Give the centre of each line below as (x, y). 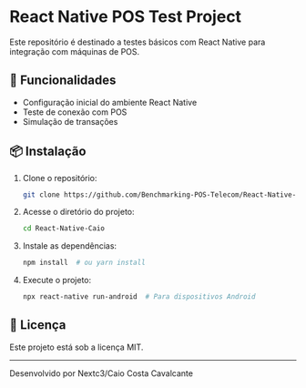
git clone (41, 194)
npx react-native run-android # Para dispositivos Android (139, 297)
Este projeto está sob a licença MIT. (76, 347)
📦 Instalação (48, 152)
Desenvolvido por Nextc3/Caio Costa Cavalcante (102, 373)
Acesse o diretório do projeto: (78, 212)
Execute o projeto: (57, 281)
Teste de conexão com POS (75, 112)
